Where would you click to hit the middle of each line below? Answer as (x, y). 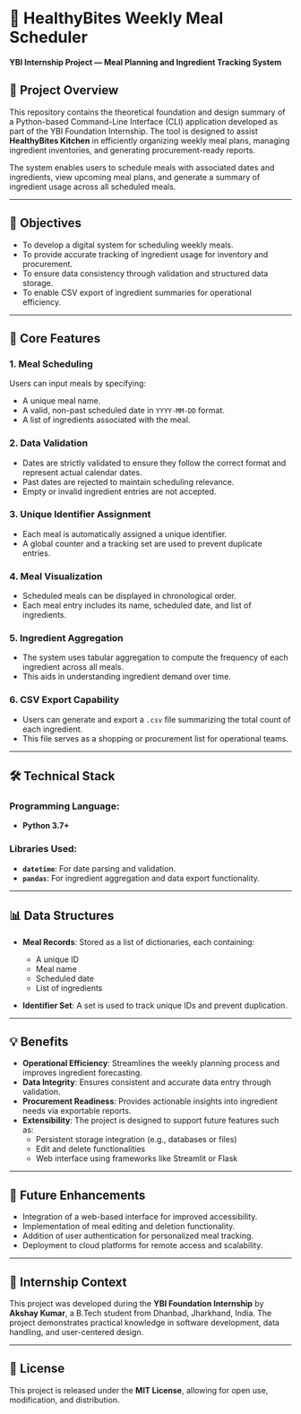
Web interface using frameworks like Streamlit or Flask (137, 1158)
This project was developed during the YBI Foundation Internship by (137, 1303)
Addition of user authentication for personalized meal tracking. (138, 1236)
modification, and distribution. (64, 1400)
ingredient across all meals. (73, 667)
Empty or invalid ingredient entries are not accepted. (119, 491)
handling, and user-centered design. (77, 1332)
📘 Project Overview (64, 90)
